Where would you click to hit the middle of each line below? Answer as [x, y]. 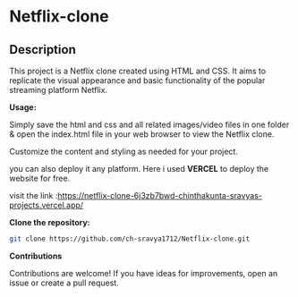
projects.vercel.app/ [46, 205]
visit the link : [34, 195]
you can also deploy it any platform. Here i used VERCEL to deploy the [139, 169]
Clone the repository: [50, 222]
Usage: [23, 107]
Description [43, 50]
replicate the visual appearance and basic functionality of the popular [137, 81]
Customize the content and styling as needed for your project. [124, 151]
